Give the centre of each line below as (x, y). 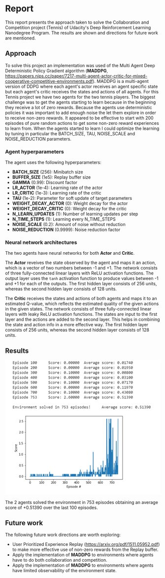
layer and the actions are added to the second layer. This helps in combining (82, 319)
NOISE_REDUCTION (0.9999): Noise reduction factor (66, 230)
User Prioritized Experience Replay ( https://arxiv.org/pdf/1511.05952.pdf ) (86, 544)
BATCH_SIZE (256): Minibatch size (48, 172)
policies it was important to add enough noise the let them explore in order (81, 113)
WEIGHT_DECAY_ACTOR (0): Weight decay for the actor (70, 203)
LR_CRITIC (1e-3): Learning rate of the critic (57, 193)
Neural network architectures (41, 242)
